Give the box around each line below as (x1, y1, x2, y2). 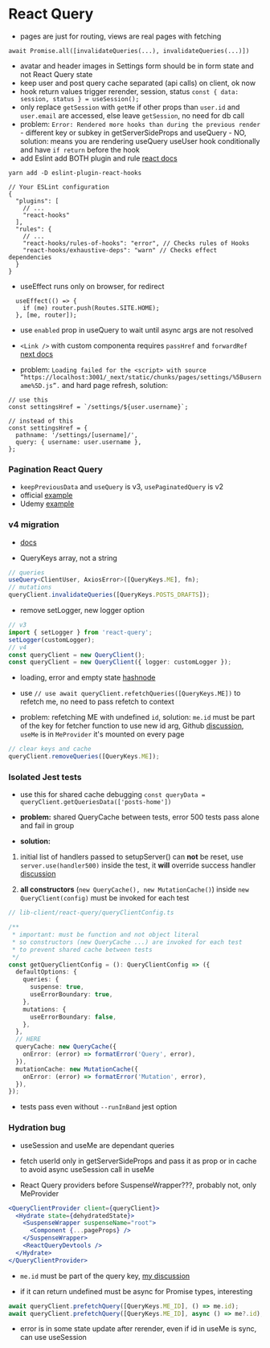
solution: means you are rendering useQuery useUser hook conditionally (19, 136, 260, 145)
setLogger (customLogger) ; (8, 635, 95, 643)
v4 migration (8, 519, 60, 530)
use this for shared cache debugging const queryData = (19, 790, 206, 799)
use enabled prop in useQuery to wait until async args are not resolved (19, 325, 253, 334)
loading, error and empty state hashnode (19, 672, 156, 683)
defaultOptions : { (15, 968, 78, 976)
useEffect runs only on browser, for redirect (19, 281, 165, 291)
